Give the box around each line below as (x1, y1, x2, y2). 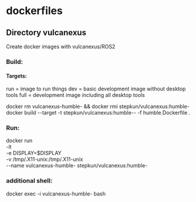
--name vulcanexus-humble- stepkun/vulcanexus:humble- (6, 162, 148, 169)
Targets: (6, 72, 27, 79)
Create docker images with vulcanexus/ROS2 (6, 43, 116, 50)
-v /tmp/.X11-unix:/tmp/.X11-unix (6, 156, 84, 163)
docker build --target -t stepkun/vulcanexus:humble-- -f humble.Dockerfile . (6, 109, 191, 116)
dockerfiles (6, 4, 63, 18)
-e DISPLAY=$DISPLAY (6, 150, 62, 157)
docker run (6, 137, 33, 144)
